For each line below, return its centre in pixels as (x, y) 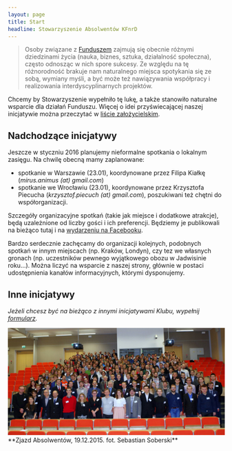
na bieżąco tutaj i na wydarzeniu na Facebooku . (75, 230)
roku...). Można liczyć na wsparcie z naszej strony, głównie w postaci (106, 266)
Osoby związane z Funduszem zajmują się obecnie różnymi (109, 50)
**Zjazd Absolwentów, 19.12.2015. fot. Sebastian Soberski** (93, 440)
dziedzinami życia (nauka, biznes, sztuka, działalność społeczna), (118, 57)
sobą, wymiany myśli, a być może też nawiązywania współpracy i (117, 78)
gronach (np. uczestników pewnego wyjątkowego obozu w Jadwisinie (107, 258)
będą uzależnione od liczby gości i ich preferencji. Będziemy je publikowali (114, 223)
